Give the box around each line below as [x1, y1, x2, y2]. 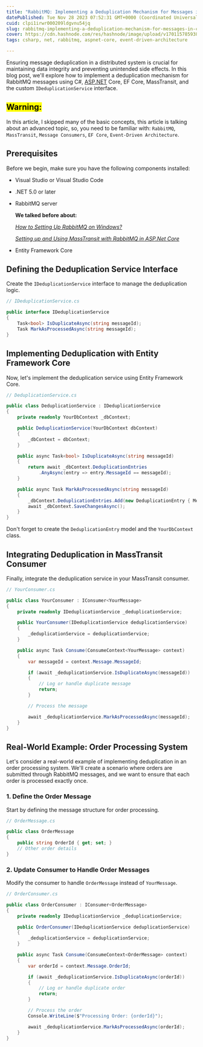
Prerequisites [6, 149, 58, 159]
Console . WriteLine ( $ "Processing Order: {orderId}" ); [28, 1013, 164, 1019]
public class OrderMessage [6, 829, 74, 835]
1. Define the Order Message [6, 792, 92, 801]
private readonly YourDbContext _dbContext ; [17, 414, 131, 420]
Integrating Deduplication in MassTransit [6, 549, 163, 559]
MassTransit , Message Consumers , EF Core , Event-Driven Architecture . [6, 131, 179, 138]
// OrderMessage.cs [6, 818, 56, 824]
